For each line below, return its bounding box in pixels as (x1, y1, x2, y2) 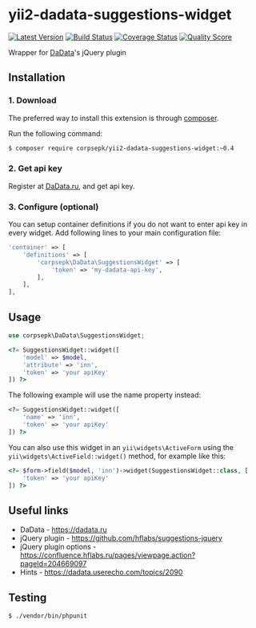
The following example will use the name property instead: (8, 390, 202, 400)
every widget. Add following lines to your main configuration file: (8, 228, 222, 238)
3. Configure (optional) (8, 201, 99, 212)
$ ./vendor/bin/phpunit (8, 612, 88, 620)
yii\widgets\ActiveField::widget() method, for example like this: (8, 451, 226, 461)
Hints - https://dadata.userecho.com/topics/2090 (19, 567, 183, 578)
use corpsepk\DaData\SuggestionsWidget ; (8, 332, 146, 340)
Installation (8, 70, 66, 85)
